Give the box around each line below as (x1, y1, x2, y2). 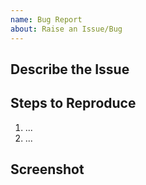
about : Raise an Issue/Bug (10, 24, 123, 34)
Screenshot (10, 161, 85, 178)
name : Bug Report (10, 14, 83, 25)
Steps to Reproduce (10, 95, 137, 112)
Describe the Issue (10, 61, 130, 78)
